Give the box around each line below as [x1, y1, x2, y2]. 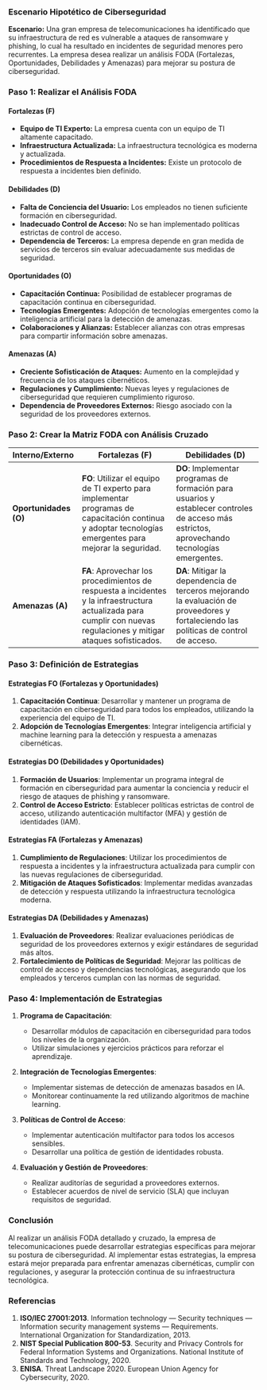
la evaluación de [176, 595, 237, 606]
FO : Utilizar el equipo [82, 473, 161, 484]
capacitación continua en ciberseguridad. [19, 297, 157, 306]
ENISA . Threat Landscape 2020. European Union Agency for [19, 1364, 219, 1373]
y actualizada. [19, 150, 66, 159]
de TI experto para [82, 483, 151, 494]
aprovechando [176, 532, 230, 543]
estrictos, [176, 523, 211, 534]
